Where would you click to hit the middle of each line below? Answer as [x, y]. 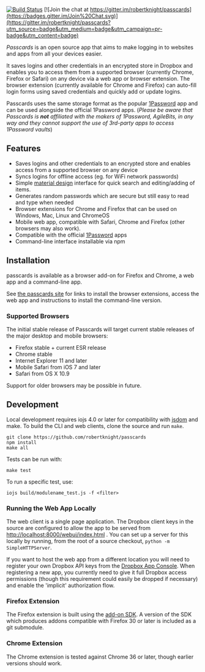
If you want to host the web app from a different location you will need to [98, 559]
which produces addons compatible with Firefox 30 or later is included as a [101, 621]
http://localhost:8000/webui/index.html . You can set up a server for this [97, 534]
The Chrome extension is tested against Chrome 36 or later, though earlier [100, 657]
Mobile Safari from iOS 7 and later [58, 367]
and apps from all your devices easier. [54, 54]
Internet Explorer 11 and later [51, 360]
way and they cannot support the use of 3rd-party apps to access [90, 123]
